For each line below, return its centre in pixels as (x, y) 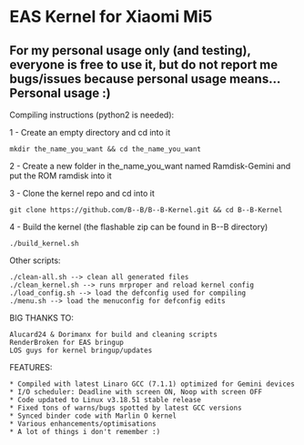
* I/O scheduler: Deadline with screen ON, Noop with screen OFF (136, 392)
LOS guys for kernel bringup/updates (81, 350)
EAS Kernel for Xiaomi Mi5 (111, 17)
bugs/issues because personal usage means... (145, 79)
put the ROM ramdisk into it (61, 176)
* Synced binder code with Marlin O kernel (93, 416)
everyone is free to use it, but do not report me (144, 64)
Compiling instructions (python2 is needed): (92, 115)
